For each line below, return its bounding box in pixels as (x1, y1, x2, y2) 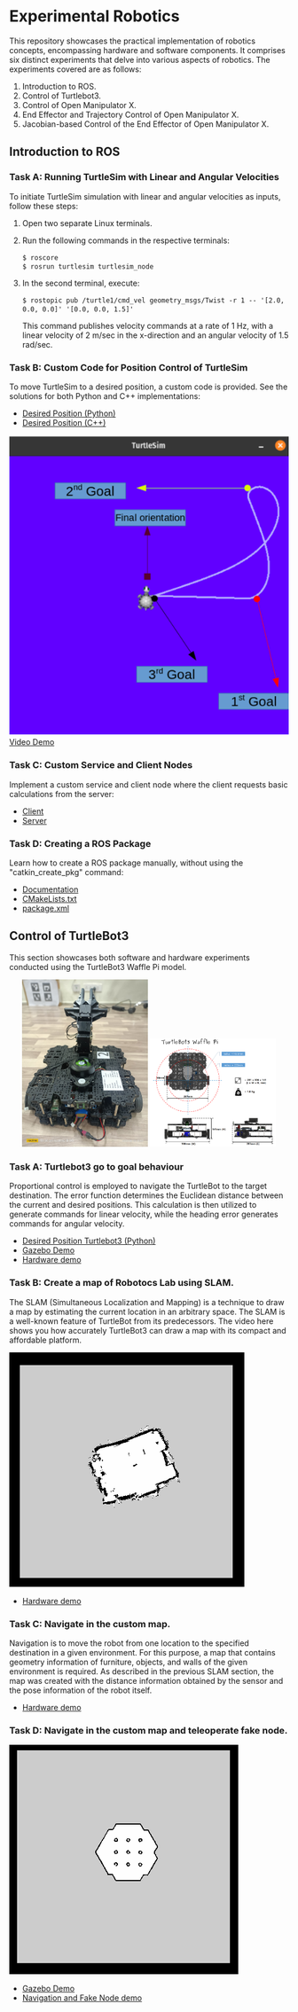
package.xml (21, 903, 69, 913)
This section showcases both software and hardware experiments (9, 951, 250, 963)
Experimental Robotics (9, 6, 180, 27)
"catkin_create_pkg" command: (9, 866, 124, 877)
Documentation (21, 884, 79, 895)
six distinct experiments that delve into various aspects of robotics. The (9, 54, 271, 65)
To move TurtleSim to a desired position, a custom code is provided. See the (9, 381, 288, 392)
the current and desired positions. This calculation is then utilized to (9, 1200, 257, 1210)
